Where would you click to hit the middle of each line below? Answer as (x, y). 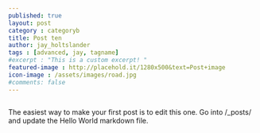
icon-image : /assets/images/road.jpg (72, 75)
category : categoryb (44, 30)
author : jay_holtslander (49, 45)
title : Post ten (35, 38)
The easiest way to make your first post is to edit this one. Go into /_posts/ (130, 111)
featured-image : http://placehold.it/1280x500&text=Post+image (117, 68)
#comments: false (37, 82)
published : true (35, 16)
